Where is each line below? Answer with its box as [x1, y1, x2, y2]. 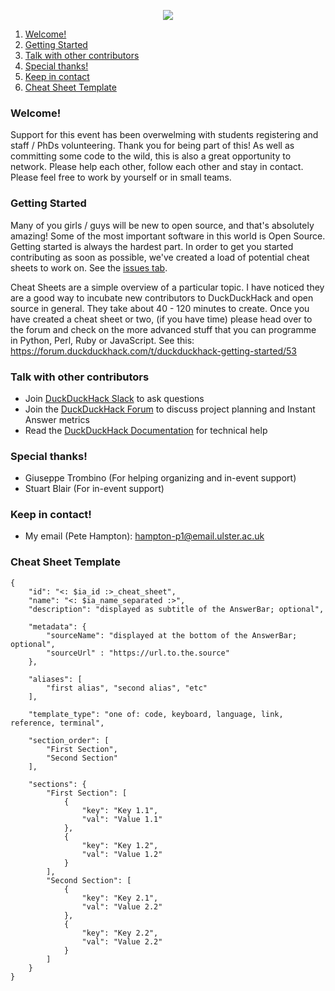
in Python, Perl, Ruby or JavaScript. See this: [10, 334, 195, 346]
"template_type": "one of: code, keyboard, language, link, [28, 709, 284, 719]
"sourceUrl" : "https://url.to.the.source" [46, 648, 230, 658]
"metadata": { [28, 621, 87, 632]
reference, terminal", [10, 718, 105, 728]
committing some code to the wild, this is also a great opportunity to [10, 150, 292, 162]
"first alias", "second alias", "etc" [46, 683, 208, 693]
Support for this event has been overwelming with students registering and [10, 129, 319, 141]
